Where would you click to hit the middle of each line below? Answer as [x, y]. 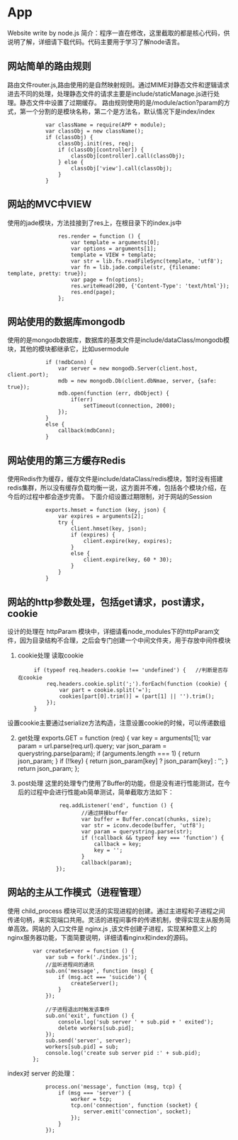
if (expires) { [93, 535]
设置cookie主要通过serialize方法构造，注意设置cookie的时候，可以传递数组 [117, 723]
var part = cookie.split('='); [105, 690]
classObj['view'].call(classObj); [121, 168]
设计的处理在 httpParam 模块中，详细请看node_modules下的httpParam [110, 631]
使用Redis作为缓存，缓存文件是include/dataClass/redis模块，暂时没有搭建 [115, 479]
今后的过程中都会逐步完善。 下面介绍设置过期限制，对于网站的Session [110, 497]
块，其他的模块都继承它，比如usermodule [68, 349]
